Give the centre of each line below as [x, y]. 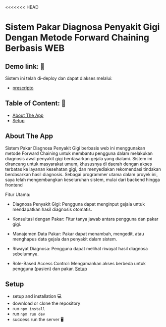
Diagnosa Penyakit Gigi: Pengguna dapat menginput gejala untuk [79, 204]
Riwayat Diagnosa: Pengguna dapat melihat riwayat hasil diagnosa [80, 248]
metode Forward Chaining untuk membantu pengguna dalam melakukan [79, 153]
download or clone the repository [46, 303]
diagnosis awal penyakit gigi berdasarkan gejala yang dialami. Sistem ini [79, 158]
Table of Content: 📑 [35, 103]
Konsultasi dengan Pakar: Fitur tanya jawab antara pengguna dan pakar [85, 219]
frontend [14, 185]
